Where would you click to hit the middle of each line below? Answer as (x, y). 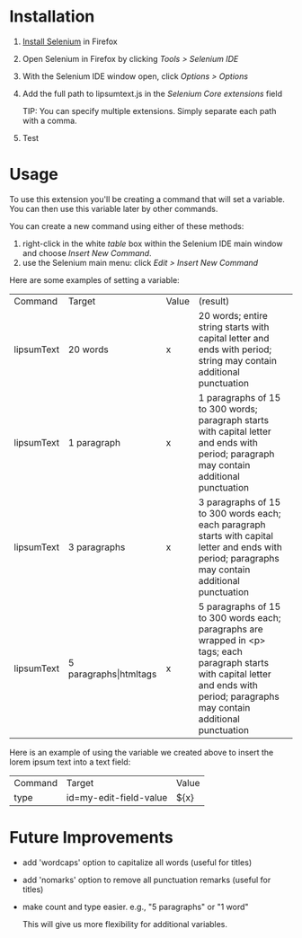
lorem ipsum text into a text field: (70, 762)
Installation (52, 17)
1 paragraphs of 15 (240, 397)
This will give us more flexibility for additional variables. (124, 924)
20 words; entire (233, 315)
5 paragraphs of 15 (240, 606)
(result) (214, 301)
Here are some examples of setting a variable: (94, 279)
